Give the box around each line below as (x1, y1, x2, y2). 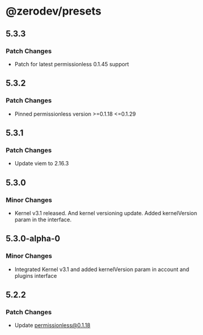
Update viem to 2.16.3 (14, 160, 69, 167)
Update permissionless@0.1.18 (14, 322, 91, 329)
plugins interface (14, 272, 57, 279)
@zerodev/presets (5, 4, 101, 18)
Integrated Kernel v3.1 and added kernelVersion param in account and (14, 266, 190, 273)
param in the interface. (14, 216, 72, 223)
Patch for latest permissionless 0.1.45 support (14, 60, 129, 67)
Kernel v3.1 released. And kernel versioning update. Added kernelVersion (14, 209, 198, 216)
